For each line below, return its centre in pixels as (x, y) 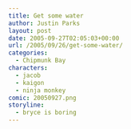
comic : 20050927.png (43, 98)
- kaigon (30, 83)
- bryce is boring (46, 113)
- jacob (28, 75)
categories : (28, 53)
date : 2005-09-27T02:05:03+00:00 (64, 38)
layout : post (30, 30)
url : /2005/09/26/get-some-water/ (66, 46)
